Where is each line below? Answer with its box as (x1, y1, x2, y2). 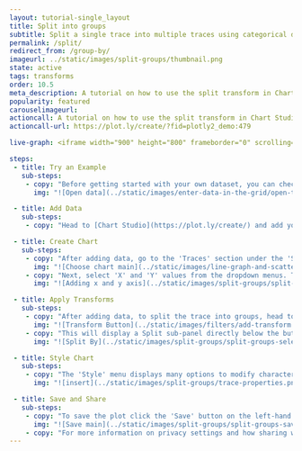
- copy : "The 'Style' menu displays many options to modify (25, 370, 255, 379)
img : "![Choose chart (32, 262, 115, 271)
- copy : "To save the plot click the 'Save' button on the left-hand (25, 411, 292, 420)
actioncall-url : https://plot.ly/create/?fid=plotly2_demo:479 (9, 122, 252, 131)
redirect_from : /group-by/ (9, 47, 111, 56)
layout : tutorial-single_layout (9, 13, 130, 23)
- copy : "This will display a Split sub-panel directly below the (25, 329, 280, 338)
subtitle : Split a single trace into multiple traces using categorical (9, 30, 288, 39)
